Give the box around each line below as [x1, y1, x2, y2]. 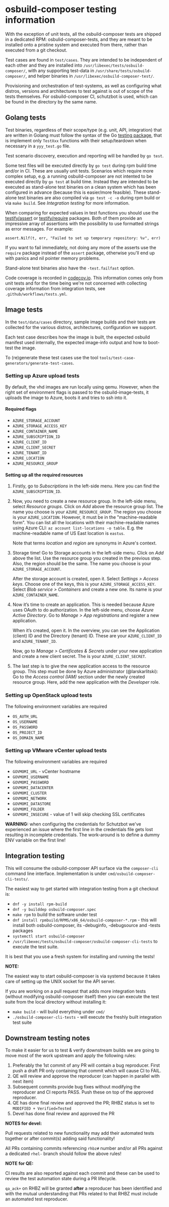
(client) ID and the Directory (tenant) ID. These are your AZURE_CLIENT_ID [12, 633, 162, 639]
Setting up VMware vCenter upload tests [5, 747, 107, 754]
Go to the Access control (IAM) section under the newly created [12, 674, 145, 680]
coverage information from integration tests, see [5, 285, 106, 291]
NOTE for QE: [5, 1161, 34, 1167]
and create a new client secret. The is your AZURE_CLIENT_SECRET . [12, 653, 147, 660]
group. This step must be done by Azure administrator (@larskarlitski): [12, 669, 158, 675]
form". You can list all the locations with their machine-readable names [12, 520, 159, 526]
